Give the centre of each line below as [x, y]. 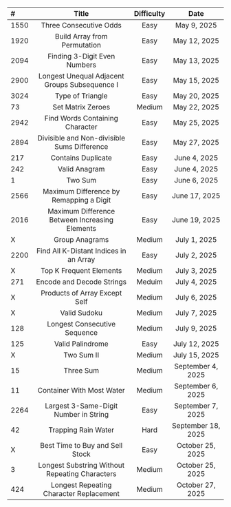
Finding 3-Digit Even [81, 56]
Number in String [81, 414]
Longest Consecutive [81, 324]
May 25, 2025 [196, 122]
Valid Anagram [81, 169]
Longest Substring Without [81, 465]
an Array [81, 259]
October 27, [196, 485]
